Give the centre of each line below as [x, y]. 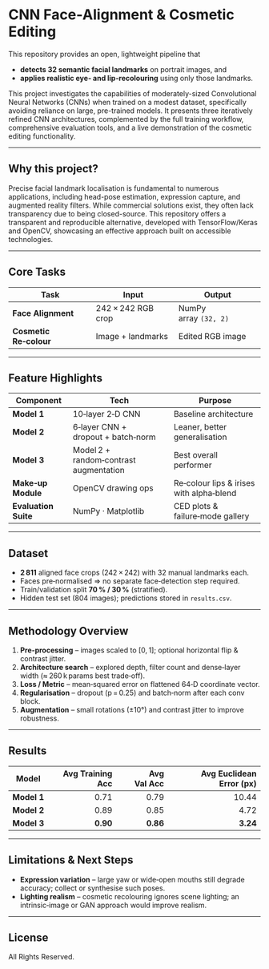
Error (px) [238, 783]
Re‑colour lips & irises [214, 483]
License [28, 938]
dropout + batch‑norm [114, 437]
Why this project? [53, 169]
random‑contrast [104, 460]
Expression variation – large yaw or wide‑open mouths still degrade [132, 879]
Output [218, 294]
